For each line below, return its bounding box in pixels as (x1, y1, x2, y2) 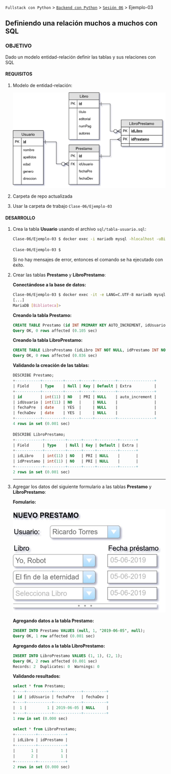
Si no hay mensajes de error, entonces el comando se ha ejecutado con (12, 257, 163, 263)
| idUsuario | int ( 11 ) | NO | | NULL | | (12, 399, 157, 405)
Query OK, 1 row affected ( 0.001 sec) (12, 633, 95, 638)
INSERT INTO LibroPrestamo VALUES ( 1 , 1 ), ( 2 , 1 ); (12, 653, 123, 658)
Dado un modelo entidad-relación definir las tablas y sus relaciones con (5, 54, 156, 60)
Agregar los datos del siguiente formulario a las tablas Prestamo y (12, 484, 152, 490)
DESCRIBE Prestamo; (12, 373, 54, 378)
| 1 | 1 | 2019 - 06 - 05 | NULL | (12, 705, 109, 710)
